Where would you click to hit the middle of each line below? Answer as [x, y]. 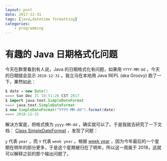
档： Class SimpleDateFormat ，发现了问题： [52, 131]
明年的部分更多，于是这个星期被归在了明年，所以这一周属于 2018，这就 [88, 148]
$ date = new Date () [27, 91]
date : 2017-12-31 [23, 14]
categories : [18, 24]
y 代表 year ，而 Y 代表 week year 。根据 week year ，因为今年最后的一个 [80, 141]
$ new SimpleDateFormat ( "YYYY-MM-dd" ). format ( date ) [60, 110]
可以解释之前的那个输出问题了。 [38, 154]
